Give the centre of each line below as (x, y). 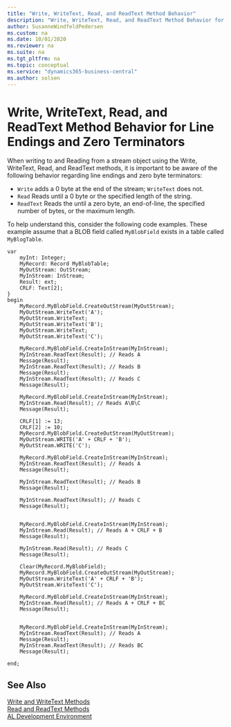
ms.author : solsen (34, 78)
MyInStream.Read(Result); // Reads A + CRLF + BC (93, 603)
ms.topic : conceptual (38, 65)
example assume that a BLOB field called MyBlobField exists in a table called (115, 232)
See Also (27, 685)
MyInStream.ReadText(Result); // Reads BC (82, 646)
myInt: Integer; (43, 258)
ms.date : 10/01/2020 (37, 39)
